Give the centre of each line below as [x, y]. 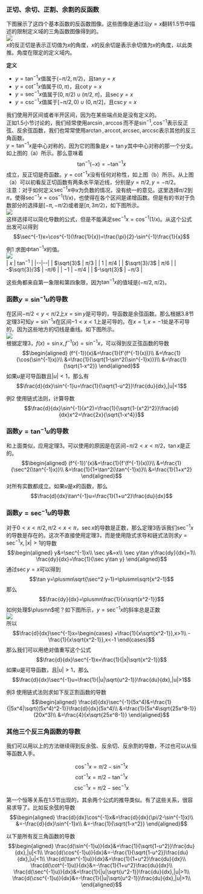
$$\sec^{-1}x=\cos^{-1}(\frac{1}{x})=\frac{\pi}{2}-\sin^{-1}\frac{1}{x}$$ [101, 237]
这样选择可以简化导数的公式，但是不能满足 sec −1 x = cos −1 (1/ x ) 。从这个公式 [99, 218]
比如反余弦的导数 [54, 808]
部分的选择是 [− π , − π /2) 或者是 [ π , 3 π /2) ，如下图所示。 [77, 205]
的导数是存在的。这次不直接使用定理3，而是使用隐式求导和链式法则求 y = [97, 535]
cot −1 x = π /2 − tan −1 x [101, 777]
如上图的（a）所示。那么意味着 [45, 153]
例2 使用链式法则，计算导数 [40, 398]
